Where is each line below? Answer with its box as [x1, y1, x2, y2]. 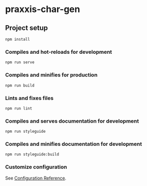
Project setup [5, 24, 48, 32]
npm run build [5, 83, 35, 88]
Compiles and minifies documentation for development [5, 141, 142, 148]
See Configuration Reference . [5, 175, 66, 181]
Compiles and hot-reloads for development [5, 48, 112, 55]
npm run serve [5, 60, 35, 65]
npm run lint [5, 106, 32, 111]
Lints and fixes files [5, 95, 54, 102]
